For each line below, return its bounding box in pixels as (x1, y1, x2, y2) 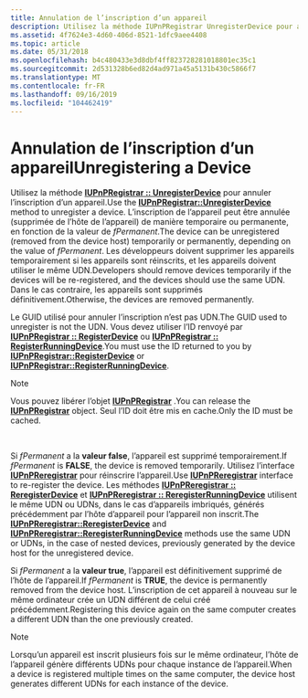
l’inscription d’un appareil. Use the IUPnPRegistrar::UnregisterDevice (10, 197, 272, 208)
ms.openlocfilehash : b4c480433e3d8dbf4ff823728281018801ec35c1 (10, 56, 257, 65)
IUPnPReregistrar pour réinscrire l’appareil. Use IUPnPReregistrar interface (10, 470, 293, 481)
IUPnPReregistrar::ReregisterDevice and (10, 518, 167, 530)
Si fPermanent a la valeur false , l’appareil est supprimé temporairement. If (10, 450, 287, 461)
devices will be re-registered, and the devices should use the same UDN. (10, 275, 286, 286)
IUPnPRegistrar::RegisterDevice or (10, 351, 145, 362)
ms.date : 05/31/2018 (10, 48, 90, 57)
